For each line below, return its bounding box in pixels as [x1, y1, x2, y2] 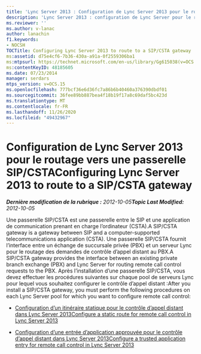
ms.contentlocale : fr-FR [6, 103, 68, 110]
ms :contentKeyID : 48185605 [6, 64, 74, 71]
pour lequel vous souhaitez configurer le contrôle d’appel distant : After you [6, 280, 191, 288]
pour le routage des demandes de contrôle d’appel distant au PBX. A [6, 248, 173, 255]
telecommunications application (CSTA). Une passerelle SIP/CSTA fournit [6, 235, 187, 243]
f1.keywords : [6, 37, 39, 43]
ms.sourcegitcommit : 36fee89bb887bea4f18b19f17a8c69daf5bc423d [6, 92, 167, 98]
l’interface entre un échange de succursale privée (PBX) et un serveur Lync [6, 242, 192, 249]
